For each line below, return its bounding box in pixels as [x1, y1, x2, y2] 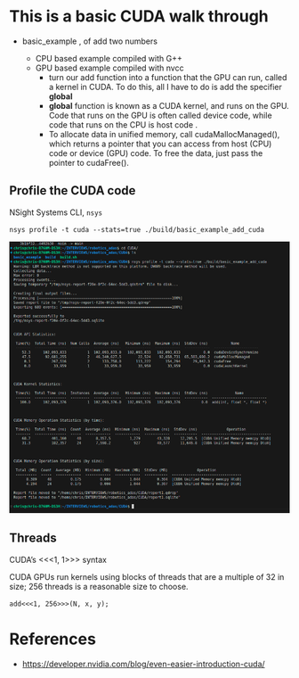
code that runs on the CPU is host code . [48, 119, 198, 130]
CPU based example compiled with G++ [35, 53, 182, 63]
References [9, 629, 96, 649]
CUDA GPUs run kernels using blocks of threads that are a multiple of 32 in [9, 571, 285, 582]
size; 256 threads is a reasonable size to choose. [9, 581, 189, 591]
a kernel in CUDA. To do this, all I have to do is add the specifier [48, 81, 282, 92]
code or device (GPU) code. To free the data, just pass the [48, 147, 263, 158]
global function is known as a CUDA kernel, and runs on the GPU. [48, 100, 289, 111]
